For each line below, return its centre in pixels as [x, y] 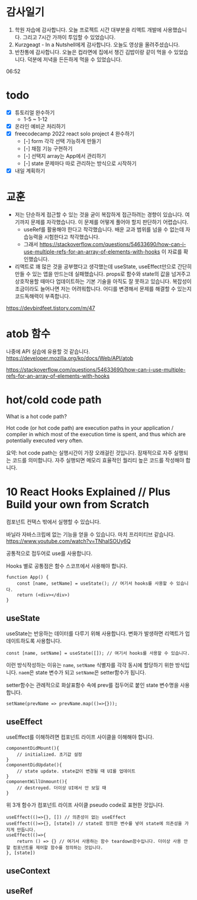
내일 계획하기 [30, 171]
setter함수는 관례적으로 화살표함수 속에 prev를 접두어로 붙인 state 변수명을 [93, 685]
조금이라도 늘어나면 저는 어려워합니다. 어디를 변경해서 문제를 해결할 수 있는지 [103, 289]
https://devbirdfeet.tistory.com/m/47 [51, 308]
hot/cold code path [54, 400]
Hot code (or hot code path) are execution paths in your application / [90, 427]
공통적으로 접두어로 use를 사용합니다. [49, 553]
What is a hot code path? [36, 416]
